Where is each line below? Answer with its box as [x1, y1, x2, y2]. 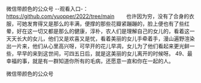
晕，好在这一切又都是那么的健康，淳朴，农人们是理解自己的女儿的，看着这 [6, 27, 190, 35]
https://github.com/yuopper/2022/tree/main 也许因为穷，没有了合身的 [6, 13, 190, 20]
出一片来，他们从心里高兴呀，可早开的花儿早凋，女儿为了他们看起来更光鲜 [6, 42, 190, 50]
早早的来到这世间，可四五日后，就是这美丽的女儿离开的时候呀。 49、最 [16, 50, 193, 57]
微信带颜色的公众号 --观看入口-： [6, 5, 89, 12]
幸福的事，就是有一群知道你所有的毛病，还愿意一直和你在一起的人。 [6, 57, 174, 64]
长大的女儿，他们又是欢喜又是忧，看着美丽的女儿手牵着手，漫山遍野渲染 [16, 35, 195, 42]
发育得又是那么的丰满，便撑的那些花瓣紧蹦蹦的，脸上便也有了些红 [26, 20, 190, 27]
